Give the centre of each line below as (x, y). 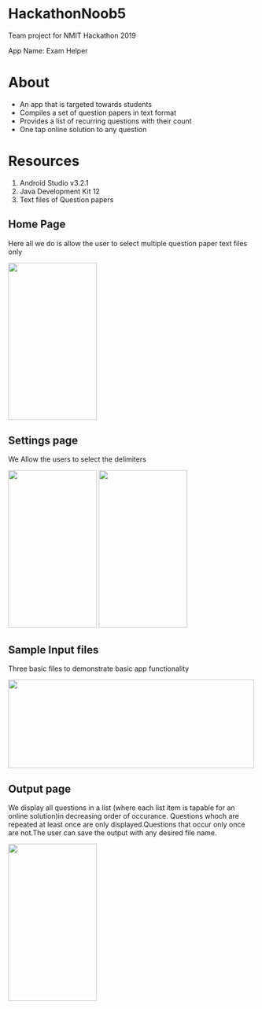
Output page (40, 788)
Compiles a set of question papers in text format (98, 112)
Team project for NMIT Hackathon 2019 (72, 35)
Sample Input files (54, 650)
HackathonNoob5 (67, 14)
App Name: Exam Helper (48, 50)
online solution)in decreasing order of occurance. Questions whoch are (124, 816)
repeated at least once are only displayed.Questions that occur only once (127, 825)
